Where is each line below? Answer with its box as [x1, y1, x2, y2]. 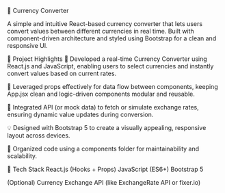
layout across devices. [7, 131, 70, 140]
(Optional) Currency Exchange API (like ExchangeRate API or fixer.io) [7, 179, 201, 186]
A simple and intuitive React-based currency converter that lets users [7, 20, 203, 27]
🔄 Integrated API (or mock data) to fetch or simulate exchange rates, [7, 103, 200, 111]
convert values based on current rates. [7, 69, 117, 77]
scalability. [7, 152, 38, 160]
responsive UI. [7, 42, 48, 49]
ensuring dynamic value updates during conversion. [7, 110, 154, 118]
